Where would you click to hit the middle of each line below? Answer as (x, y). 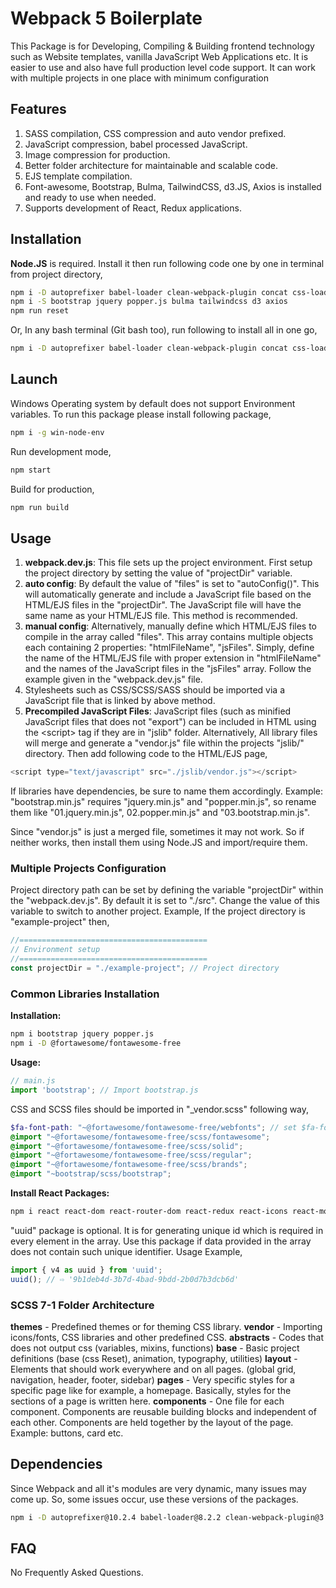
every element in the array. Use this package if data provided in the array (161, 1241)
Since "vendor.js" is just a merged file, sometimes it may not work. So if (157, 832)
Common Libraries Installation (85, 994)
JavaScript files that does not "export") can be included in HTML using (170, 722)
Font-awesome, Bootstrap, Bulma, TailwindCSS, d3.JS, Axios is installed (173, 186)
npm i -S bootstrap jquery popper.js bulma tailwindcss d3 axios (149, 302)
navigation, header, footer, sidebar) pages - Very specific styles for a (152, 1379)
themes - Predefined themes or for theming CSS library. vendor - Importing (166, 1326)
